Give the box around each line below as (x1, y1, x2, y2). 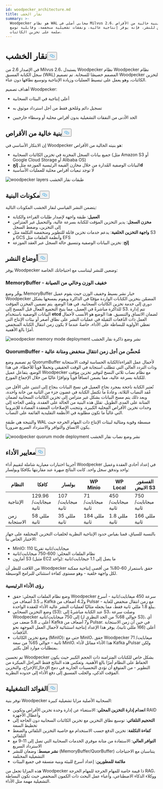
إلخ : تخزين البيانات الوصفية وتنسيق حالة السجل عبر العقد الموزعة (12, 240, 129, 245)
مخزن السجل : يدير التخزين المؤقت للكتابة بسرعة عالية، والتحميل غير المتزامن (12, 219, 152, 225)
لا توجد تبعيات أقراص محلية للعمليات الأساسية (12, 167, 94, 173)
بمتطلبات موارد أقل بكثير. (12, 645, 59, 651)
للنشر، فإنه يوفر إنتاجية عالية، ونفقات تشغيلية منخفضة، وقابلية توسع (10, 25, 155, 30)
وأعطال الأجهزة (12, 712, 41, 718)
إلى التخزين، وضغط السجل (12, 224, 61, 230)
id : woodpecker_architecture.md (5, 7, 71, 12)
